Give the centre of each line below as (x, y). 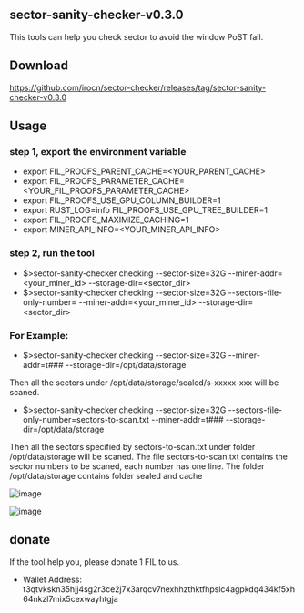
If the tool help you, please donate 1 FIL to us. (95, 562)
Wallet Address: (52, 579)
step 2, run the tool (52, 253)
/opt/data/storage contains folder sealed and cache (106, 475)
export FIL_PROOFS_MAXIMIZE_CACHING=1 (106, 220)
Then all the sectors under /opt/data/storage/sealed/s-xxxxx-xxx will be (144, 383)
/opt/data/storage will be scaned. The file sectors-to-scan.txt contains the (149, 456)
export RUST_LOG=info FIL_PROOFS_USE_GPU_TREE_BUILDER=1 (145, 210)
